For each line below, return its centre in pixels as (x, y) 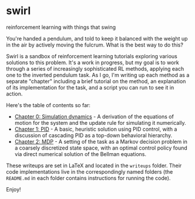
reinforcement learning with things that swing (61, 27)
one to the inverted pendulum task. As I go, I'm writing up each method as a (98, 75)
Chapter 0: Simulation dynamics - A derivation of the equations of (94, 117)
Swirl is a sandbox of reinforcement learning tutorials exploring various (92, 56)
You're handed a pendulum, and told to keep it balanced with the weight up (97, 38)
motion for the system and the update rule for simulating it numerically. (100, 122)
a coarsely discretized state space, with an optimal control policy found (101, 148)
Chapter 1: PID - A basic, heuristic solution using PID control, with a (96, 129)
